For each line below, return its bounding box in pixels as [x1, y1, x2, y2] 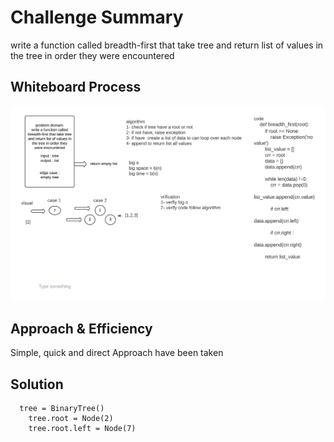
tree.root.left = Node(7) [28, 423, 137, 433]
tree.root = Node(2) [28, 413, 114, 423]
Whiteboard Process [10, 79, 142, 96]
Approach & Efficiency [10, 320, 153, 337]
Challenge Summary [10, 6, 184, 29]
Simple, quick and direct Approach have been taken [10, 347, 224, 359]
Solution [10, 376, 64, 393]
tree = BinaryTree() [19, 403, 105, 413]
